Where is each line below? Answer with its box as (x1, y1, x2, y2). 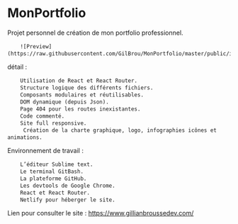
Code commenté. (20, 112, 65, 120)
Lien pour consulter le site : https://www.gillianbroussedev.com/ (7, 208, 194, 217)
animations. (7, 133, 42, 141)
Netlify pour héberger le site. (20, 196, 115, 203)
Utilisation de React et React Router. (20, 77, 138, 84)
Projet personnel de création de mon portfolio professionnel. (7, 28, 183, 37)
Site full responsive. (20, 119, 87, 127)
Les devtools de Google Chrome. (20, 182, 115, 189)
